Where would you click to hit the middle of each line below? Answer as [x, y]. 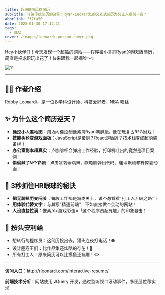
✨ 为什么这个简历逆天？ [41, 119]
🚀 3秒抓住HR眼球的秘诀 [41, 185]
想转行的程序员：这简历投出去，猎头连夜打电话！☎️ [64, 241]
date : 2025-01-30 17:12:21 [33, 23]
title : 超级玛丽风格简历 [27, 10]
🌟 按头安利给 [24, 228]
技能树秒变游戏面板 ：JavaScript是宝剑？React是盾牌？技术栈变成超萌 [82, 138]
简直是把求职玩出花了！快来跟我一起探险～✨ [50, 58]
